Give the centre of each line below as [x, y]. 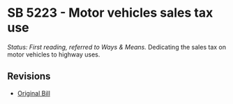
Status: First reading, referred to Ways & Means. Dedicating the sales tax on [117, 47]
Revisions [29, 76]
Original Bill [34, 93]
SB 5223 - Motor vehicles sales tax [110, 13]
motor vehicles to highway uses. [54, 54]
